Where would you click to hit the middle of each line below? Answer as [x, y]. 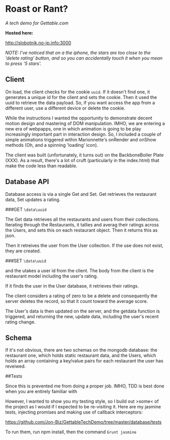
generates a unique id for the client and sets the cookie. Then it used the [81, 97]
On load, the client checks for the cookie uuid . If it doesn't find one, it [78, 92]
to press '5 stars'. [23, 63]
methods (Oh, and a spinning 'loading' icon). [52, 145]
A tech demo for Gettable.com [37, 23]
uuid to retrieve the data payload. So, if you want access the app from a [80, 102]
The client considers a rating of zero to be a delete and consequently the [81, 296]
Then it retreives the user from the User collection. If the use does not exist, [84, 245]
